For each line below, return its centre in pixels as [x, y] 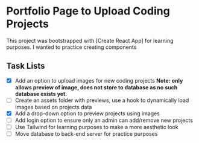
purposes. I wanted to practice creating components [71, 47]
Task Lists [26, 66]
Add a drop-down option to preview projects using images [87, 113]
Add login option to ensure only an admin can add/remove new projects [104, 120]
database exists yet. [41, 94]
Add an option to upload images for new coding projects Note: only [99, 80]
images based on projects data [53, 107]
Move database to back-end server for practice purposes [86, 134]
